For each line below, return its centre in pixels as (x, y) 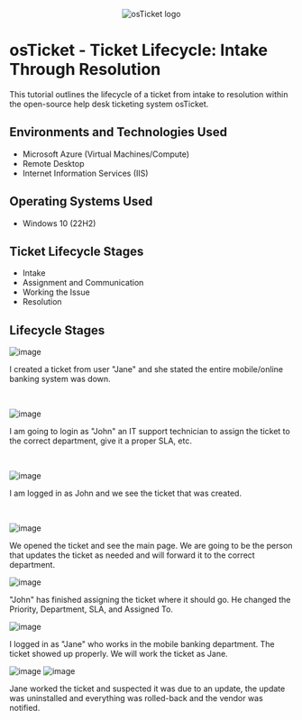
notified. (25, 708)
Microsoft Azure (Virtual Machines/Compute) (106, 154)
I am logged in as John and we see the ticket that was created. (125, 493)
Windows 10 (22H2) (59, 223)
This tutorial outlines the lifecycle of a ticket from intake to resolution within (149, 94)
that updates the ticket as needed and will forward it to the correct (132, 555)
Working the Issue (56, 292)
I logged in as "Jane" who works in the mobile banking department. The (142, 644)
